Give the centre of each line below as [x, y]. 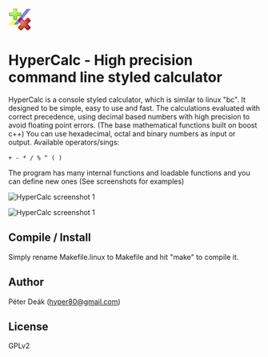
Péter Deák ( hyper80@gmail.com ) [65, 302]
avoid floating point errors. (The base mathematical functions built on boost [133, 125]
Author [26, 282]
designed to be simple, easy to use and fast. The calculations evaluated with [134, 108]
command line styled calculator [115, 77]
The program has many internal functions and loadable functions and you [129, 172]
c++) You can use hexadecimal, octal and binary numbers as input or [122, 133]
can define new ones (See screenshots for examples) [96, 181]
